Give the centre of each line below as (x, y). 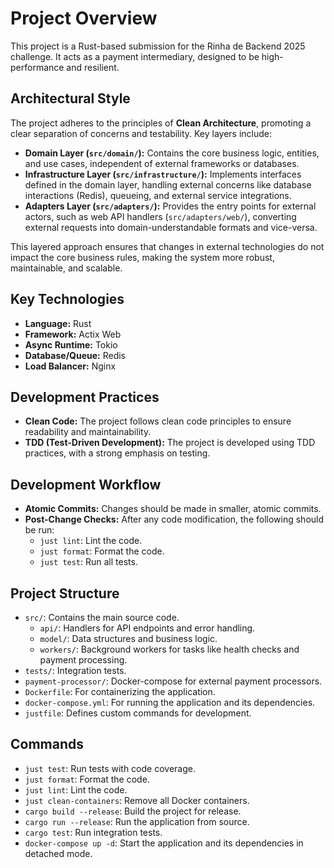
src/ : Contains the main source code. (102, 617)
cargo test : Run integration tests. (93, 832)
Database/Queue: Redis (75, 355)
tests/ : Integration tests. (75, 670)
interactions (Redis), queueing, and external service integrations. (158, 195)
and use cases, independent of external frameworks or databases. (162, 163)
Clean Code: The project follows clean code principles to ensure (158, 421)
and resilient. (93, 67)
